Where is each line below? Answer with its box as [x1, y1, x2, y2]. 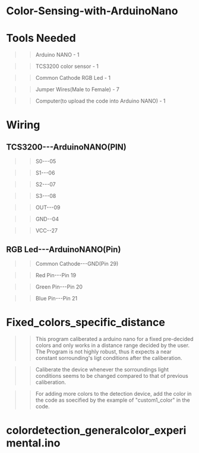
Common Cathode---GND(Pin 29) [35, 260, 119, 267]
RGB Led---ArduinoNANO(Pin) [6, 244, 121, 255]
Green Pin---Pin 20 [35, 283, 83, 290]
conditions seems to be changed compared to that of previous [35, 372, 188, 379]
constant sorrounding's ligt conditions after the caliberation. [35, 354, 182, 361]
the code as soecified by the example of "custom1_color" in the [35, 396, 190, 404]
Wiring [6, 118, 40, 132]
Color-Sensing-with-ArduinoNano [6, 4, 178, 18]
